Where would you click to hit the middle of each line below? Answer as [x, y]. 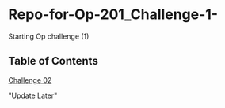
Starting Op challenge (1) [49, 36]
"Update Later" [33, 95]
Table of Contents [53, 61]
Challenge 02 [30, 80]
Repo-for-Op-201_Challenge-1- [113, 15]
